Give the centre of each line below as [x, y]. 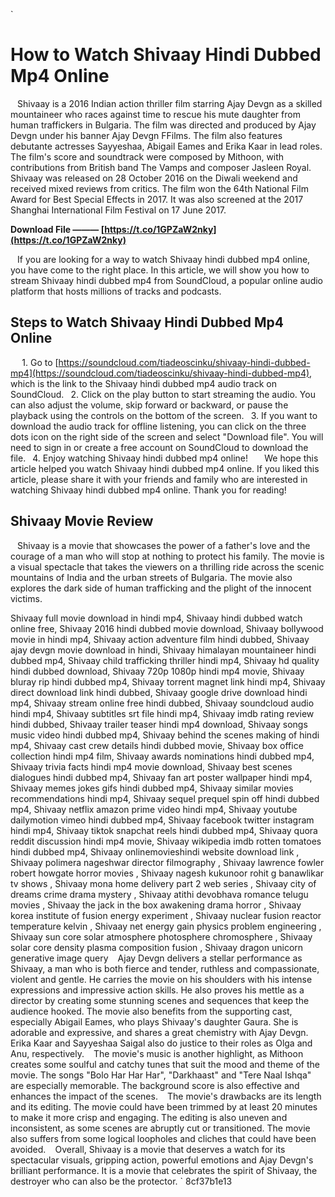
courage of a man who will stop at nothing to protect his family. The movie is [167, 556]
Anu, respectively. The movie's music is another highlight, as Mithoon [157, 1053]
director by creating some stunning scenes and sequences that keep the [160, 1000]
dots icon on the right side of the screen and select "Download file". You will [167, 436]
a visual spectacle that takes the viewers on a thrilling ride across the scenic [167, 566]
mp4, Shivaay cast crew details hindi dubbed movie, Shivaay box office [157, 745]
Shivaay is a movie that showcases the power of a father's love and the [164, 545]
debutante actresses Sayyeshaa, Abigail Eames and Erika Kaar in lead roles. [166, 146]
